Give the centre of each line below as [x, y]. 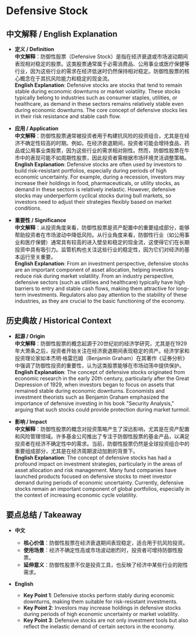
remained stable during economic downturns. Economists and [90, 391]
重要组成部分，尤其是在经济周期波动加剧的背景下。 [76, 451]
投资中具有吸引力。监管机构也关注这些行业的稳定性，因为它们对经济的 [99, 250]
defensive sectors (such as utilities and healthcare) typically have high [99, 282]
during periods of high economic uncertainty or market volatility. [101, 614]
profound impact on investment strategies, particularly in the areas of [98, 464]
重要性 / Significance [40, 220]
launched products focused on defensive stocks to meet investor [93, 476]
